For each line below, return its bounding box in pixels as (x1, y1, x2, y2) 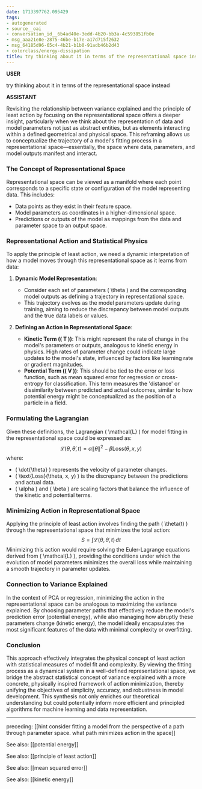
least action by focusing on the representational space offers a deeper (6, 111, 181, 118)
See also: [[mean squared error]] (6, 764, 88, 772)
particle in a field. (23, 399, 67, 406)
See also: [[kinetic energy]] (6, 776, 74, 783)
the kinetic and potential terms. (14, 492, 92, 499)
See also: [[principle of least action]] (6, 752, 97, 760)
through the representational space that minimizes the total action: (6, 526, 171, 534)
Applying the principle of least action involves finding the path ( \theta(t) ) (6, 520, 188, 528)
